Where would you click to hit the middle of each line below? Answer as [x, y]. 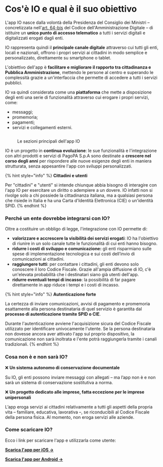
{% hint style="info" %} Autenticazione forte [51, 294]
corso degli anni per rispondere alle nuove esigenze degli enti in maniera [78, 161]
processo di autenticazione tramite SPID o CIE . [53, 314]
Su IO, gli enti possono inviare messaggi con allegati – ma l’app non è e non [80, 377]
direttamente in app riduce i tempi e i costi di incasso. [66, 285]
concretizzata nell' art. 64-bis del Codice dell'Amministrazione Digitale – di [79, 27]
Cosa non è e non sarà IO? [36, 357]
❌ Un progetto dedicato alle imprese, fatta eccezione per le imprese [75, 392]
